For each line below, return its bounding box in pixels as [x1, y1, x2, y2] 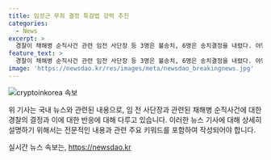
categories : [8, 19, 48, 27]
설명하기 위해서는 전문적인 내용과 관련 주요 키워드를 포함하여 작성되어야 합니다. [8, 124, 256, 134]
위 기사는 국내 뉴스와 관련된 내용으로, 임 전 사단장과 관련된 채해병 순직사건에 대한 [8, 104, 262, 114]
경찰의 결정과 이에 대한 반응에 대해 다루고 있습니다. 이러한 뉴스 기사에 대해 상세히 [8, 115, 262, 124]
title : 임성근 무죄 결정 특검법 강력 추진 [8, 11, 130, 20]
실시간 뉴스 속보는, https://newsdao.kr [8, 142, 131, 152]
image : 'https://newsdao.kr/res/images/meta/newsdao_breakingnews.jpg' [8, 65, 254, 73]
